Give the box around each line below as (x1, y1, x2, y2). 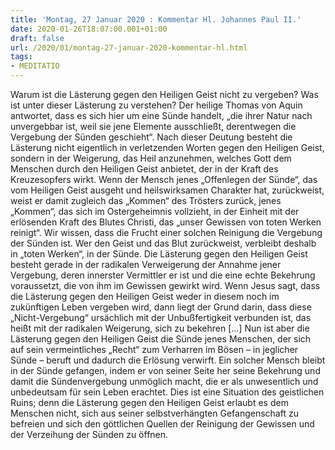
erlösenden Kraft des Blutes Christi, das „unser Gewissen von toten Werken (10, 216, 322, 228)
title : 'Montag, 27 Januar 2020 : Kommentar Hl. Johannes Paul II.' (10, 14, 302, 25)
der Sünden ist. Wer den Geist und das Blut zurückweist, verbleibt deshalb (10, 237, 317, 249)
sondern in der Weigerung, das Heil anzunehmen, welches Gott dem (10, 152, 292, 164)
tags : (10, 52, 33, 62)
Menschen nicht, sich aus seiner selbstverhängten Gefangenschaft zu (10, 407, 299, 419)
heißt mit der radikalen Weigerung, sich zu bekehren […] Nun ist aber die (10, 322, 310, 334)
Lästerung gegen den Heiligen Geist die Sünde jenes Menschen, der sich (10, 333, 312, 345)
